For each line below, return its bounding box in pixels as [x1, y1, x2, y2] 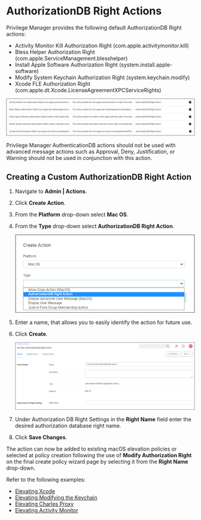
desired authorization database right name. [14, 422, 121, 430]
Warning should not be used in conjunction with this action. [6, 155, 153, 162]
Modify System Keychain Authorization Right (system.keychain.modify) [14, 74, 190, 81]
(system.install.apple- [118, 61, 173, 68]
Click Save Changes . [14, 434, 68, 441]
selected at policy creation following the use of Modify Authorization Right [6, 452, 192, 459]
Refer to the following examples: [6, 476, 86, 483]
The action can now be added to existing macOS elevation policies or [6, 445, 177, 453]
